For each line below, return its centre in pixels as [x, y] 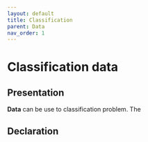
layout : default [31, 14]
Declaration [33, 131]
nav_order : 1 [26, 33]
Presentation [36, 92]
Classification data [63, 67]
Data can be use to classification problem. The [74, 109]
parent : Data [26, 26]
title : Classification [40, 20]
